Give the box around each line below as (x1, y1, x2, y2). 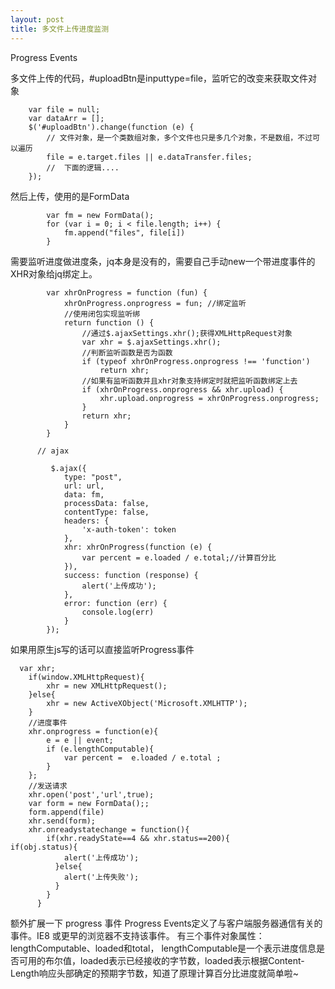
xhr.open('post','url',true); (28, 789, 155, 800)
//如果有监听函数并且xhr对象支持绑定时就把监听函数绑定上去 (81, 376, 298, 386)
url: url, (63, 481, 105, 491)
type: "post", (63, 472, 123, 482)
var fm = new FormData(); (46, 210, 155, 220)
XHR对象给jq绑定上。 (10, 267, 98, 280)
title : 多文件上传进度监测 (10, 24, 110, 34)
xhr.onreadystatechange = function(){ (28, 824, 190, 835)
